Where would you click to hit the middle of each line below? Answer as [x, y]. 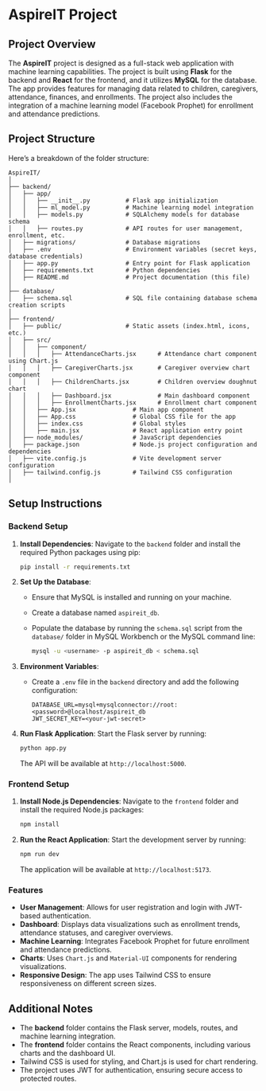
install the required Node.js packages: [82, 810]
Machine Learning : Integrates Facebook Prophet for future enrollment [135, 941]
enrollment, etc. [37, 235]
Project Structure [52, 139]
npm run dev [39, 854]
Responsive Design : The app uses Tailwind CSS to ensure [116, 975]
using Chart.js [33, 361]
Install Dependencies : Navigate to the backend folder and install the [130, 544]
